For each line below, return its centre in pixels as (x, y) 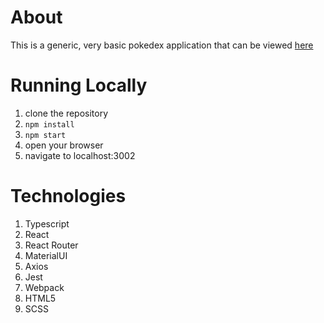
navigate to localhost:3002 (80, 155)
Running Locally (79, 85)
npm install (49, 124)
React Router (51, 245)
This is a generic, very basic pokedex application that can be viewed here (162, 45)
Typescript (47, 223)
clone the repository (66, 113)
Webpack (44, 287)
